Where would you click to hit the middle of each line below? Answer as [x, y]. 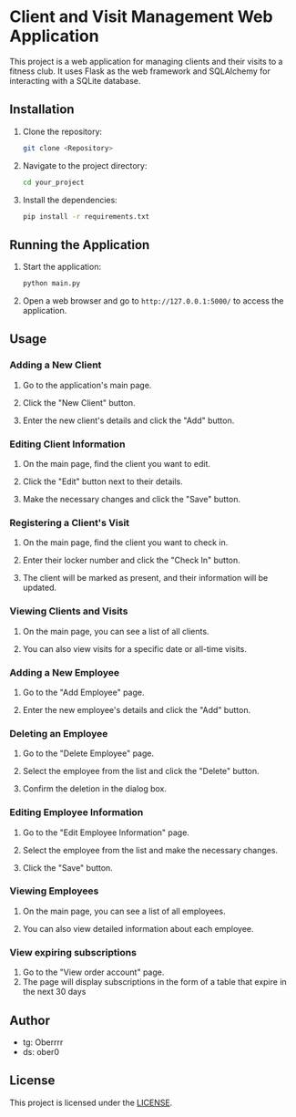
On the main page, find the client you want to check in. [125, 543]
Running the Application [80, 245]
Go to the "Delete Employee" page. [88, 753]
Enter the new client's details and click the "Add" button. [128, 420]
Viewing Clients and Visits [69, 611]
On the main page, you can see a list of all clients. [116, 631]
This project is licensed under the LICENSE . [91, 1102]
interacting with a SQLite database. [75, 80]
